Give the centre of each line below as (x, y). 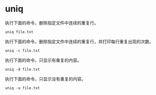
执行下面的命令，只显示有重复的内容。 (43, 60)
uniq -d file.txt (23, 69)
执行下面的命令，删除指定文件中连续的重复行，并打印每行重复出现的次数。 (79, 41)
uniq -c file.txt (23, 51)
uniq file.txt (19, 32)
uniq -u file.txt (23, 88)
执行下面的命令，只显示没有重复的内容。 (45, 79)
